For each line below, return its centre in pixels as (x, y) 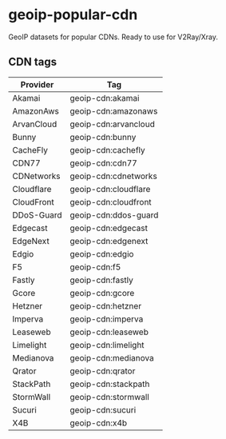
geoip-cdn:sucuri (103, 409)
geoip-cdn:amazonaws (114, 111)
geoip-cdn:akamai (105, 98)
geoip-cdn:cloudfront (111, 202)
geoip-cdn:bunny (103, 137)
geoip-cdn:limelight (107, 345)
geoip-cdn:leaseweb (109, 332)
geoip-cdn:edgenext (109, 241)
